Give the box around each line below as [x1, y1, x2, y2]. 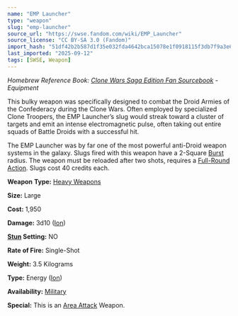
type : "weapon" [7, 17, 52, 24]
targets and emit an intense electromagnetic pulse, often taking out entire [7, 120, 222, 128]
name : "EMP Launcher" [7, 10, 72, 18]
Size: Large [7, 191, 41, 199]
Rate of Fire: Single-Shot [7, 246, 80, 254]
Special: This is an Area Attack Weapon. [7, 300, 125, 309]
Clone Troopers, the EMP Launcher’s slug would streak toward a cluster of [7, 112, 225, 120]
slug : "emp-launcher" [7, 23, 72, 30]
